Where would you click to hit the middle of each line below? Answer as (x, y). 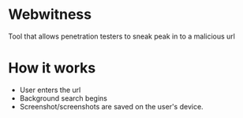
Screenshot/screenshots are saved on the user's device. (111, 106)
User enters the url (50, 90)
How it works (52, 68)
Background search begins (64, 98)
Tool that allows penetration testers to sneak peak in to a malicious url (121, 36)
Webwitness (50, 15)
